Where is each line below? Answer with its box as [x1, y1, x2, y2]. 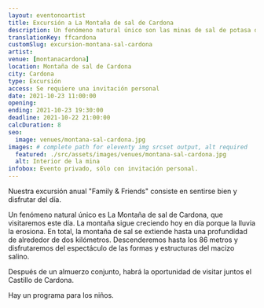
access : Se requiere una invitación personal [8, 84, 159, 93]
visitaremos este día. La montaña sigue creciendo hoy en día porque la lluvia [8, 218, 256, 228]
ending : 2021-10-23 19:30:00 [8, 107, 104, 115]
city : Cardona [8, 70, 55, 78]
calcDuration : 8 [8, 121, 61, 129]
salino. [8, 252, 30, 261]
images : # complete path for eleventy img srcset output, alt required [8, 143, 247, 151]
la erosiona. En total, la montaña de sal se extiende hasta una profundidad [8, 227, 247, 236]
